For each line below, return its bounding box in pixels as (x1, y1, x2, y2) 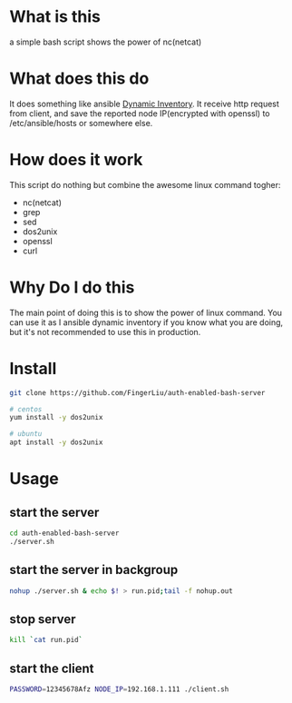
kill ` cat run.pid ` (9, 636, 83, 645)
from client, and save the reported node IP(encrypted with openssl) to (9, 107, 270, 119)
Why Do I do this (9, 277, 135, 297)
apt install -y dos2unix (9, 438, 103, 447)
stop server (9, 611, 76, 627)
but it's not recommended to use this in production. (9, 326, 201, 337)
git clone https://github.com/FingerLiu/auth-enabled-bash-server (9, 388, 266, 397)
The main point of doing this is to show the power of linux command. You (9, 307, 283, 318)
